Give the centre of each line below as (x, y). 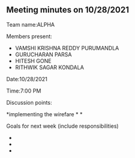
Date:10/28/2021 (27, 79)
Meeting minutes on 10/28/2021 (68, 10)
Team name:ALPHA (31, 24)
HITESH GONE (33, 61)
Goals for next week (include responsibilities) (63, 126)
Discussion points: (29, 102)
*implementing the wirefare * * (44, 114)
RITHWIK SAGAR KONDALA (49, 67)
